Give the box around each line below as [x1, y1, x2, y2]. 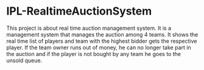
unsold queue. [6, 57, 43, 64]
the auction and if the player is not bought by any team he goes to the [6, 50, 181, 57]
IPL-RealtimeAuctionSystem [6, 4, 152, 18]
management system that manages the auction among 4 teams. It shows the [6, 30, 199, 38]
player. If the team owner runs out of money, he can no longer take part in [6, 44, 191, 51]
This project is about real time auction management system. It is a [6, 24, 172, 32]
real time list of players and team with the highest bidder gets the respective [6, 37, 197, 44]
